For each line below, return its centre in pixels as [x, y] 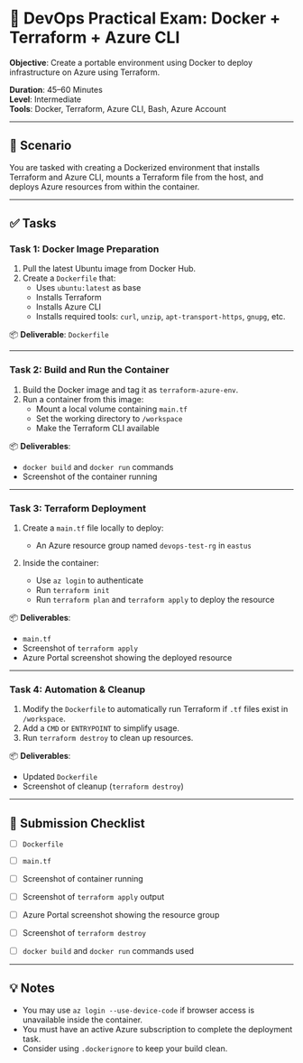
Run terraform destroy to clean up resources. [108, 738]
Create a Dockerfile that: [69, 278]
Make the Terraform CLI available [98, 428]
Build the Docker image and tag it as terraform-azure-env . [130, 389]
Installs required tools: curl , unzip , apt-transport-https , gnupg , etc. [161, 317]
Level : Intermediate [46, 99]
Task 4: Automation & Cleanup [78, 689]
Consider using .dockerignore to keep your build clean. [125, 1048]
